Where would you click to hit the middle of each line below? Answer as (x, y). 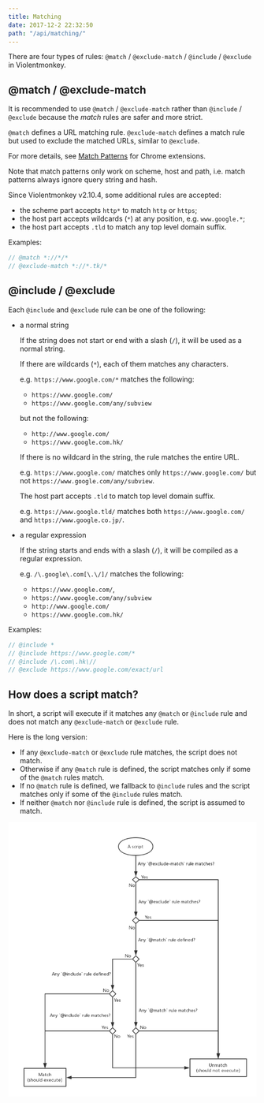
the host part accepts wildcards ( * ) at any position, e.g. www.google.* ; (132, 219)
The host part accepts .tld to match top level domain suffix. (117, 496)
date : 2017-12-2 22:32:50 (50, 25)
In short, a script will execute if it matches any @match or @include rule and (128, 714)
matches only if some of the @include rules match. (101, 794)
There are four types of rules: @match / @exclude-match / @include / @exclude (130, 57)
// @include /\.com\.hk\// (52, 661)
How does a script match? (74, 694)
